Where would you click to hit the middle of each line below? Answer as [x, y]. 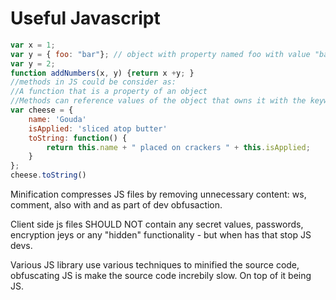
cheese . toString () [48, 175]
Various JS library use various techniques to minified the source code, [155, 265]
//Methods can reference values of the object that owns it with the [158, 101]
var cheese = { [42, 110]
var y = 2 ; [33, 63]
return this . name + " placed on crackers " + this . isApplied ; [178, 147]
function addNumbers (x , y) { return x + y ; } [102, 73]
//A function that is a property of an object [109, 92]
